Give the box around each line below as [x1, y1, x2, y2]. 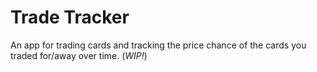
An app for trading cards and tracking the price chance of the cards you [10, 39, 307, 51]
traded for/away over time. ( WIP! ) [10, 49, 148, 61]
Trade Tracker [10, 6, 130, 29]
